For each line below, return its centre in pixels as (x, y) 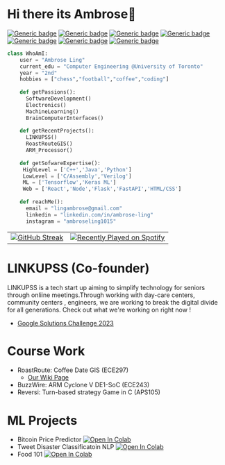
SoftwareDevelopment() (58, 99)
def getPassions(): (48, 92)
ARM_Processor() (49, 151)
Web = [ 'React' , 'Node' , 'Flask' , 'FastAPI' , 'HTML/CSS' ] (102, 189)
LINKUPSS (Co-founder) (78, 268)
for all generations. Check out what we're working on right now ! (99, 310)
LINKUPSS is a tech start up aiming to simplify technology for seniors (106, 287)
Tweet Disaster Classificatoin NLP (66, 447)
